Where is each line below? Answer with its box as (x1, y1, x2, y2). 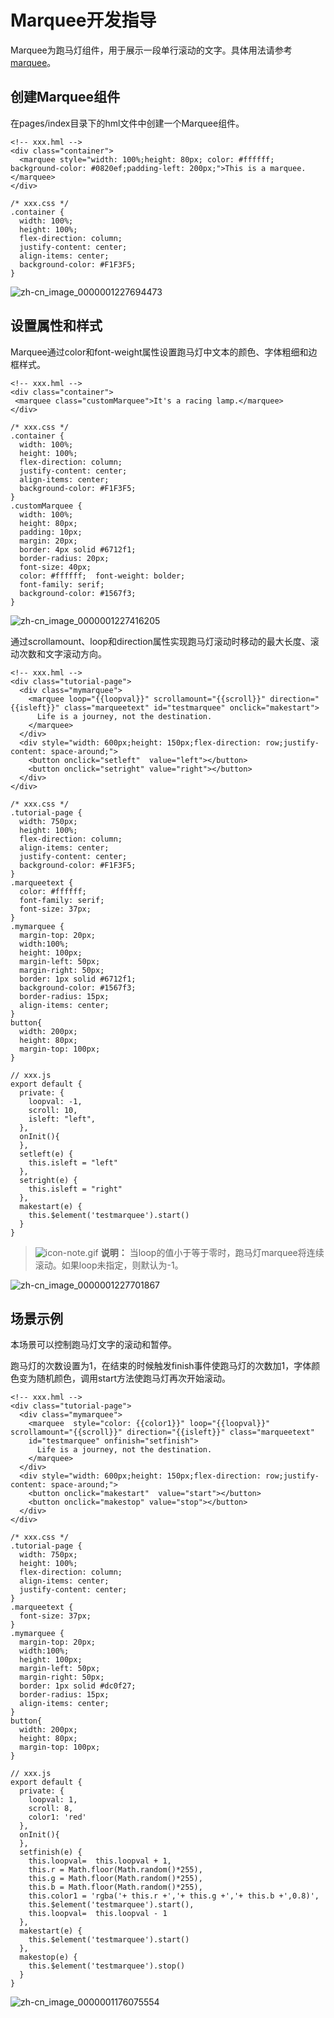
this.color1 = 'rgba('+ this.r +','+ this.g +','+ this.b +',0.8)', (28, 1891, 320, 1901)
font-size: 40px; (19, 562, 92, 572)
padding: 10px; (19, 527, 83, 537)
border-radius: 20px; (19, 553, 110, 563)
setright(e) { (19, 1175, 78, 1185)
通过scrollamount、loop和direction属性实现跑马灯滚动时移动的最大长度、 (10, 635, 311, 647)
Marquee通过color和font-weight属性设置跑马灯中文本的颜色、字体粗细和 (10, 346, 309, 358)
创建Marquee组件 (10, 89, 121, 106)
